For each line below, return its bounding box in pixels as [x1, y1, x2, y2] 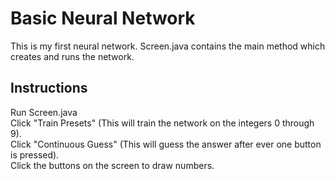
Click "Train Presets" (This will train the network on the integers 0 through [10, 117, 315, 129]
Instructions [10, 80, 88, 97]
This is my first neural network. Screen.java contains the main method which [10, 40, 326, 52]
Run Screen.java [10, 106, 78, 118]
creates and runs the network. [10, 50, 135, 62]
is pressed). [10, 148, 60, 161]
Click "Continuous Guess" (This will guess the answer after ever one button [10, 138, 322, 150]
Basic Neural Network [10, 7, 196, 30]
